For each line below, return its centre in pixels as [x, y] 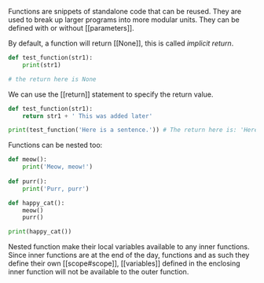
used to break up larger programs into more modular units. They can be [124, 20]
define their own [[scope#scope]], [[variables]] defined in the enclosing [125, 263]
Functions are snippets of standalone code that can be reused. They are [125, 11]
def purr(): [27, 181]
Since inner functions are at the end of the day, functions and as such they [129, 255]
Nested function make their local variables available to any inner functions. [129, 247]
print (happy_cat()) [40, 232]
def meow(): [27, 160]
